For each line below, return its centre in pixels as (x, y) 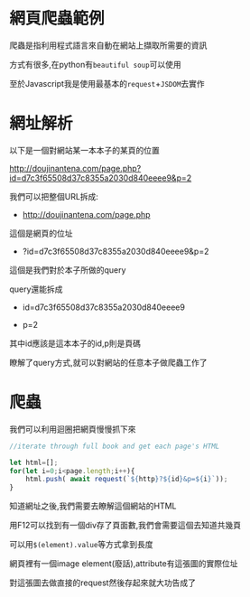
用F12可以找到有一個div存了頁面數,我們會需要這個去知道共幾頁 (125, 526)
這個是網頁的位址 (41, 233)
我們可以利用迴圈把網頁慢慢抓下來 (73, 429)
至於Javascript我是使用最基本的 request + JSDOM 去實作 (107, 83)
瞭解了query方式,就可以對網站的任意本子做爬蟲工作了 (108, 362)
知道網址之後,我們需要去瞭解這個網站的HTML (93, 506)
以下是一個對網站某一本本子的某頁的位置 (84, 150)
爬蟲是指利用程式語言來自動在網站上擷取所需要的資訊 (108, 45)
